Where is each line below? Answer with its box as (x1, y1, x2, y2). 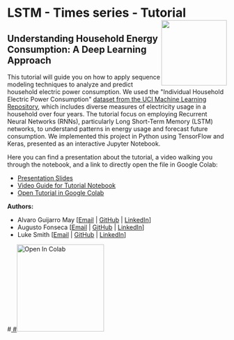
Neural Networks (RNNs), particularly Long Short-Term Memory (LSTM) (7, 117, 214, 125)
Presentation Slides (17, 174, 73, 182)
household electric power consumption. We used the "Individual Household (7, 88, 224, 95)
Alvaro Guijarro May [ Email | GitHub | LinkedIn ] (17, 216, 152, 224)
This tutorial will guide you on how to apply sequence (7, 73, 160, 81)
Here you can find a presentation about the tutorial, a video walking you (7, 153, 213, 161)
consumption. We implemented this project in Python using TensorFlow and (7, 132, 224, 140)
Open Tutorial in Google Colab (17, 189, 104, 196)
